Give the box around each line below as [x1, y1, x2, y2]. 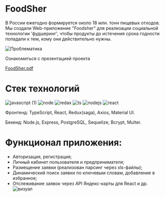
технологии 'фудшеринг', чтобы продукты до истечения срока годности [5, 30, 160, 36]
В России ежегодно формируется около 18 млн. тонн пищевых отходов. [5, 20, 160, 26]
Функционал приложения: [5, 137, 122, 149]
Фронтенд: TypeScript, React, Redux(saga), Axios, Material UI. [5, 109, 135, 115]
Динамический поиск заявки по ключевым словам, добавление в [12, 170, 155, 176]
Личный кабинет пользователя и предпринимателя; [12, 159, 125, 165]
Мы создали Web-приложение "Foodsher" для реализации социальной [5, 25, 158, 31]
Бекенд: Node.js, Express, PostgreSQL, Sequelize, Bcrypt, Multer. [5, 119, 142, 125]
